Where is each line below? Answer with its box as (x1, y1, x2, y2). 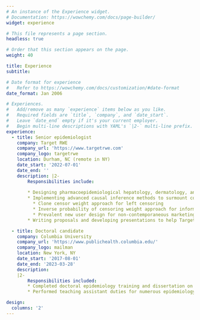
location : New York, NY (17, 250, 76, 256)
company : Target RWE (17, 140, 68, 146)
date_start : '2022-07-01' (17, 162, 82, 168)
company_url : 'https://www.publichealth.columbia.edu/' (17, 239, 159, 245)
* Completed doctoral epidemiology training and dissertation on (27, 283, 193, 289)
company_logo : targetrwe (17, 151, 79, 157)
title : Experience (6, 63, 52, 69)
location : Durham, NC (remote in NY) (17, 156, 111, 162)
